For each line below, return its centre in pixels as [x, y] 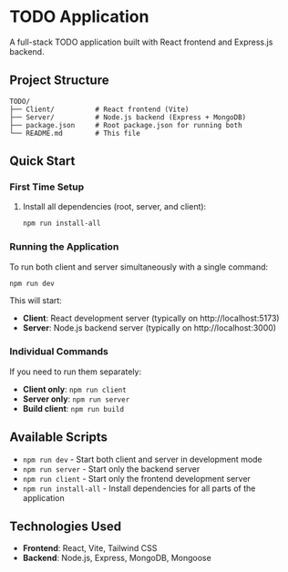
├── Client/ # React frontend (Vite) [99, 109]
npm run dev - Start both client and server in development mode [142, 459]
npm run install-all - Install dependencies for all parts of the [139, 488]
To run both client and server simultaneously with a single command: [139, 267]
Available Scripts [58, 438]
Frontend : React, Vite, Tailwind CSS [90, 548]
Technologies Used [65, 526]
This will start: [36, 301]
